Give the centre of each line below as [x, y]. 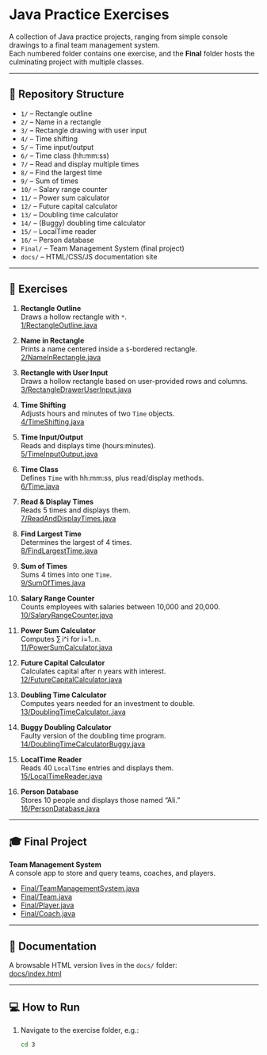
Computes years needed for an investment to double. [107, 703]
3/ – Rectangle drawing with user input [84, 130]
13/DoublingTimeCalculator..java [73, 712]
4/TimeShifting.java [52, 421]
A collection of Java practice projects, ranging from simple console [118, 36]
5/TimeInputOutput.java [59, 454]
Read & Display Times [57, 501]
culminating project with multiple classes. [76, 62]
